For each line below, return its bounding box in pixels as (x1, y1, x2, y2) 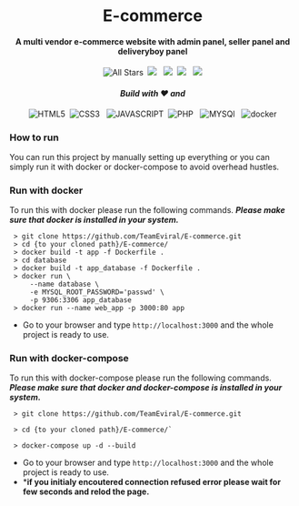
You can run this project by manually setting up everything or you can (9, 151, 270, 162)
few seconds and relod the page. (22, 486, 150, 497)
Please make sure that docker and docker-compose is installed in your (9, 382, 283, 393)
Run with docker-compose (9, 352, 129, 365)
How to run (9, 131, 59, 144)
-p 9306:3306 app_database (29, 296, 132, 305)
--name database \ (29, 279, 100, 289)
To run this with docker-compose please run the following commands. (9, 372, 273, 383)
